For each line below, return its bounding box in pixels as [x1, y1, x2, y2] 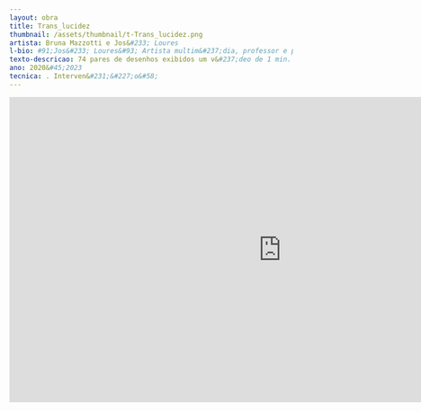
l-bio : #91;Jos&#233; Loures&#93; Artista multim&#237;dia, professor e [9, 47, 288, 56]
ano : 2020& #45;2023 [9, 64, 83, 73]
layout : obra [9, 13, 58, 22]
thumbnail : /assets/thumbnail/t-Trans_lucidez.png [9, 30, 203, 39]
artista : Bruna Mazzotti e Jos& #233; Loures [9, 38, 179, 48]
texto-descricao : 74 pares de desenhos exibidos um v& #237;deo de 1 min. [9, 55, 292, 64]
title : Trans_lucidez [9, 22, 91, 31]
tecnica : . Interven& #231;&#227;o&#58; [9, 72, 159, 81]
